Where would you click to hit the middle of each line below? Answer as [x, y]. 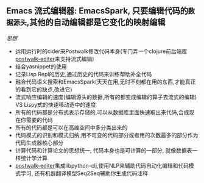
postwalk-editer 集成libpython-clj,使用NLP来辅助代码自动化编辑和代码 [102, 165]
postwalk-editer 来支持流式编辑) [55, 59]
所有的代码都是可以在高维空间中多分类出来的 [71, 127]
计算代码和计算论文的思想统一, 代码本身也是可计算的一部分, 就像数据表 [104, 150]
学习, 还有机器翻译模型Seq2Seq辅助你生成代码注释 [84, 173]
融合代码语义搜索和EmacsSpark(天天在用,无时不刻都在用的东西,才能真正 [105, 82]
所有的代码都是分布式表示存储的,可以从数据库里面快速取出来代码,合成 [102, 112]
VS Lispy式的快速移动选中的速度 [55, 104]
